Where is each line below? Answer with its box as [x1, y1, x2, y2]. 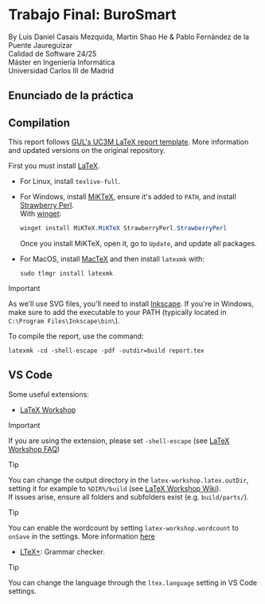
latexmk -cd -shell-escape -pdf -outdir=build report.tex [8, 347, 205, 355]
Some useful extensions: [8, 389, 89, 399]
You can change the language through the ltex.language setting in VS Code [8, 578, 258, 587]
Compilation [8, 116, 70, 129]
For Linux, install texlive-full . [19, 177, 121, 186]
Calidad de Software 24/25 [8, 49, 97, 58]
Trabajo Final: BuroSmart [8, 6, 177, 24]
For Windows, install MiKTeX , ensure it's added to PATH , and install [19, 192, 236, 202]
